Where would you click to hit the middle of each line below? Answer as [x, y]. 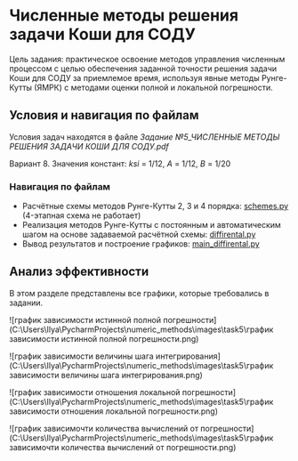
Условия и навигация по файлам [104, 115]
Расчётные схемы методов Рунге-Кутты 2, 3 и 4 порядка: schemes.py [155, 206]
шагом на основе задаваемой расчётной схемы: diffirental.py [139, 235]
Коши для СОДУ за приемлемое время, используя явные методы [134, 77]
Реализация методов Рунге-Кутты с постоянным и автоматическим [152, 225]
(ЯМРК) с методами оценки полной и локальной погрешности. [153, 87]
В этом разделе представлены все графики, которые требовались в [139, 293]
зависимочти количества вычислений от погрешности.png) [123, 447]
